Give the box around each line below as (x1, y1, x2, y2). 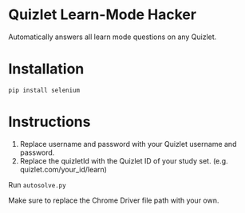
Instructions (8, 113, 91, 131)
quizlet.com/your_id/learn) (19, 164, 108, 174)
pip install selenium (8, 86, 81, 94)
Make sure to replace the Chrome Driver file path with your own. (8, 195, 219, 205)
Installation (8, 60, 85, 78)
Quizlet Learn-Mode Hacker (8, 6, 197, 24)
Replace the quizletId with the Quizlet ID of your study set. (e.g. (19, 156, 229, 165)
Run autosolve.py (8, 179, 66, 189)
